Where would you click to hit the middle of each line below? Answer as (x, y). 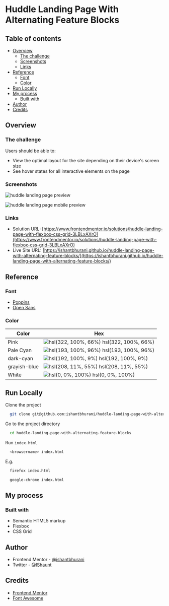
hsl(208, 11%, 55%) (123, 367)
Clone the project (23, 405)
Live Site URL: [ (28, 250)
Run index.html (21, 442)
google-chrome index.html (37, 480)
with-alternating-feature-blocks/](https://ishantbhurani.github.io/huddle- (88, 256)
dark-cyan (21, 359)
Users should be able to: (31, 151)
